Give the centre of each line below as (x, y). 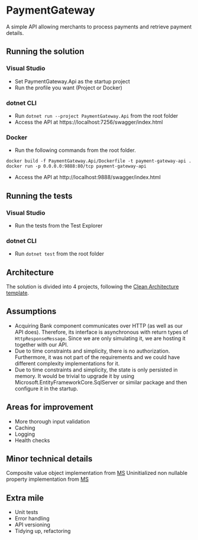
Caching (25, 428)
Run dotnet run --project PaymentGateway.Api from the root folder (96, 115)
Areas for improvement (50, 407)
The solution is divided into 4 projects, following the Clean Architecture (92, 287)
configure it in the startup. (46, 389)
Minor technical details (49, 459)
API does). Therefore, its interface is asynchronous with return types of (101, 332)
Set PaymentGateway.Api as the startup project (72, 81)
